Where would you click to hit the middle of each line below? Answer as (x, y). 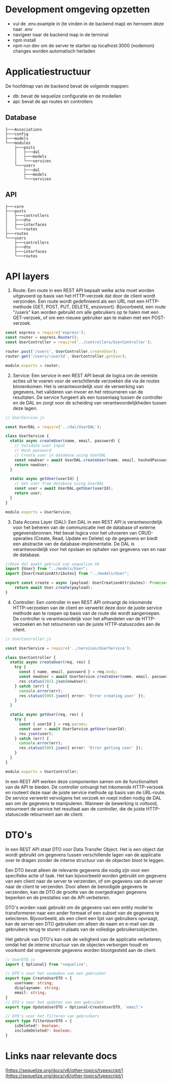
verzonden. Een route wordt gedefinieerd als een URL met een (79, 301)
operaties (23, 538)
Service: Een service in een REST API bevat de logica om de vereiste (85, 375)
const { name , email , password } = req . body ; (68, 672)
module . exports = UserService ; (39, 512)
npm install (24, 40)
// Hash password (33, 451)
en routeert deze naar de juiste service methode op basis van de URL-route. (85, 792)
